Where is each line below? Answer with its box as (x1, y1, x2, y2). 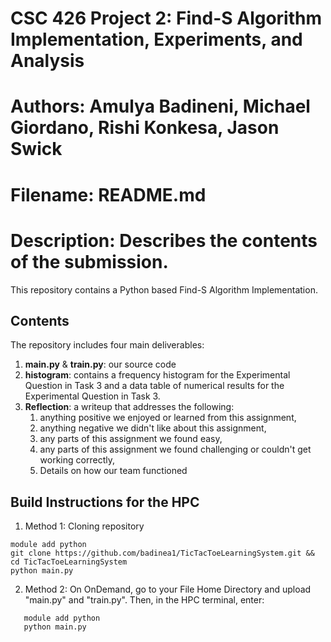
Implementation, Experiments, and (10, 28, 303, 51)
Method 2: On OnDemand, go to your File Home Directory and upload (24, 583, 312, 596)
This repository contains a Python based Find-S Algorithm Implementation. (10, 283, 318, 296)
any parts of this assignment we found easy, (39, 433, 223, 445)
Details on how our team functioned (39, 465, 188, 477)
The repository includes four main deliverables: (10, 339, 205, 351)
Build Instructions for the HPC (10, 493, 200, 511)
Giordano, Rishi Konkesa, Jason (10, 117, 280, 139)
